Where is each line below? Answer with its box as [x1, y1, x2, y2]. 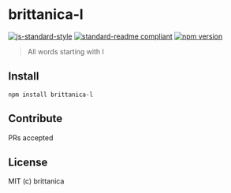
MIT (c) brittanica [8, 176, 65, 186]
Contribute [8, 112, 63, 125]
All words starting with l [27, 46, 104, 56]
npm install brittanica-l [8, 91, 93, 98]
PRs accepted [8, 132, 54, 143]
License [8, 155, 48, 169]
